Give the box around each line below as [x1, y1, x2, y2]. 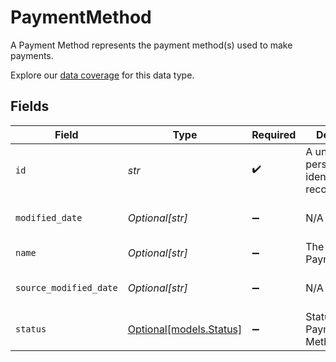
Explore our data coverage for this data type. [10, 69, 195, 81]
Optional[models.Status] [127, 322, 243, 336]
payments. [10, 49, 54, 61]
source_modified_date [15, 282, 118, 293]
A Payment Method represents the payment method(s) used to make [10, 39, 293, 51]
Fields [10, 98, 50, 115]
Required [251, 127, 297, 141]
